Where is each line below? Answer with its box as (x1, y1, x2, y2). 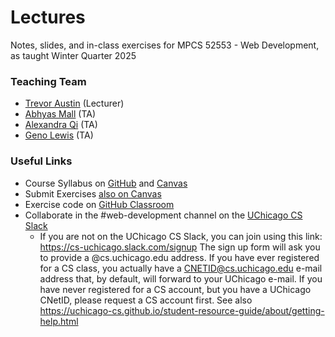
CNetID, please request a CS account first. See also (39, 294, 253, 306)
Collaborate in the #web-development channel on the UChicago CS (24, 209, 303, 221)
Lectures (10, 6, 86, 29)
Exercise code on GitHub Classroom (24, 198, 175, 210)
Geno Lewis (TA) (24, 129, 94, 141)
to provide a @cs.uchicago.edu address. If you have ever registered (39, 251, 320, 263)
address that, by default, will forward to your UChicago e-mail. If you (39, 272, 323, 285)
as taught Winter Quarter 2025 (10, 49, 137, 61)
